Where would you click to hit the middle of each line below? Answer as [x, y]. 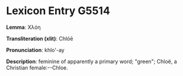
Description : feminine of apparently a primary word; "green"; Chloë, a [92, 61]
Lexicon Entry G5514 [58, 11]
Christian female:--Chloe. [37, 67]
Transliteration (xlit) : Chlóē [40, 38]
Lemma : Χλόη [24, 27]
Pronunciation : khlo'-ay [36, 50]
